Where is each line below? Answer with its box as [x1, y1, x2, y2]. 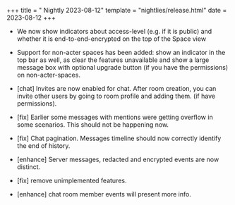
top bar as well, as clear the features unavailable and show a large [16, 56, 210, 64]
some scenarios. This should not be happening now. [16, 120, 169, 129]
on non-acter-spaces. [16, 70, 80, 79]
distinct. [16, 163, 41, 171]
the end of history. [16, 142, 71, 150]
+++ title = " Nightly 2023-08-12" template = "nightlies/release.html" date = [6, 6, 227, 14]
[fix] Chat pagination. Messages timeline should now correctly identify [16, 134, 222, 142]
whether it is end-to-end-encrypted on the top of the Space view [16, 35, 206, 43]
